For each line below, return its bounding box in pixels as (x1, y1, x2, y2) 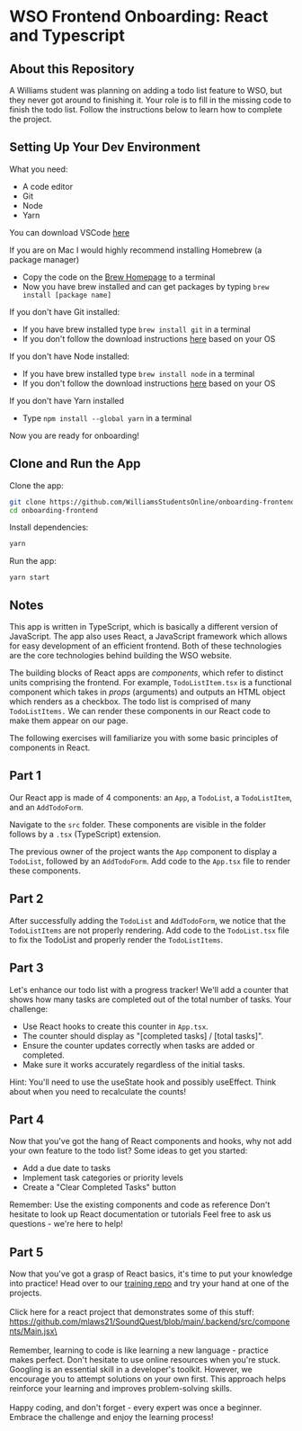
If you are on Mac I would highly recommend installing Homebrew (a (9, 245, 262, 255)
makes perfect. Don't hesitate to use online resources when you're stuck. (9, 1355, 281, 1365)
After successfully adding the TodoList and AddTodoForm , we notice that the (9, 915, 286, 926)
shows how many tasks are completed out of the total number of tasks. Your (9, 994, 292, 1005)
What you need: (9, 164, 68, 174)
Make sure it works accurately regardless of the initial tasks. (22, 1059, 245, 1069)
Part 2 (9, 891, 44, 907)
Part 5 (9, 1244, 44, 1260)
